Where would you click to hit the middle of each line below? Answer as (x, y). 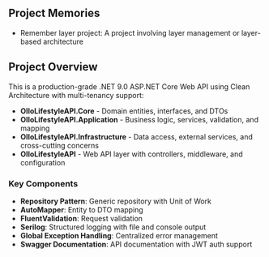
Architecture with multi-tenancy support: (76, 95)
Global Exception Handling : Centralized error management (119, 235)
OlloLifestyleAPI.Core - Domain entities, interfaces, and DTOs (124, 111)
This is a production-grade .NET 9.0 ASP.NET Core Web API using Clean (129, 86)
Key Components (43, 183)
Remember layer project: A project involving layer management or (130, 32)
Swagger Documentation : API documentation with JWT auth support (136, 244)
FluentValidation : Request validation (81, 218)
